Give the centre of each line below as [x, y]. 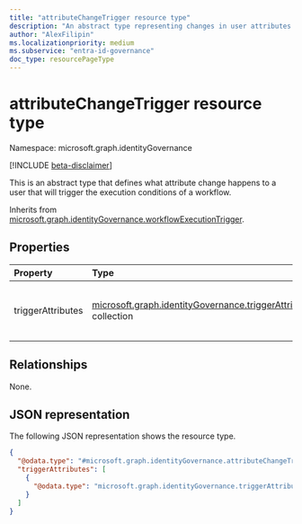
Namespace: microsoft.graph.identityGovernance [101, 147]
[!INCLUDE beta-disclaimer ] [61, 165]
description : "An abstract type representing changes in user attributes [151, 26]
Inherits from [33, 209]
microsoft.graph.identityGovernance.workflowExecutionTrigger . [127, 219]
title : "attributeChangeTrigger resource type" [100, 18]
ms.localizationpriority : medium [72, 43]
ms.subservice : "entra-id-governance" [82, 51]
